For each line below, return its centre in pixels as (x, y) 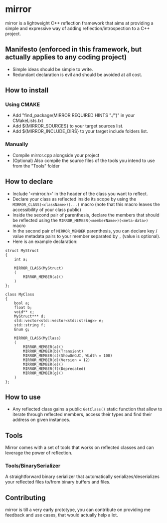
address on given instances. (41, 420)
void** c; (24, 312)
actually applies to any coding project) (66, 57)
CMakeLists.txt (28, 120)
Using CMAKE (23, 104)
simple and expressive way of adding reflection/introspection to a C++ (78, 28)
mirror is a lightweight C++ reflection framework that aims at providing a (79, 23)
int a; (21, 259)
